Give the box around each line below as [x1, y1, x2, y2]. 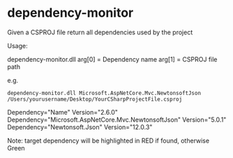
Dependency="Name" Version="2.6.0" [7, 108, 119, 116]
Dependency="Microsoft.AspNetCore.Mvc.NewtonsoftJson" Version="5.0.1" [7, 115, 227, 124]
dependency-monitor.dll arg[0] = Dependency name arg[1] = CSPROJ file [7, 55, 218, 64]
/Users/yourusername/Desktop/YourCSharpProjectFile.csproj [7, 96, 183, 103]
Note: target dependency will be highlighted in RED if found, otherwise [7, 136, 210, 145]
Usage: [7, 41, 28, 50]
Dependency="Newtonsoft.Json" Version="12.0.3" [7, 122, 153, 131]
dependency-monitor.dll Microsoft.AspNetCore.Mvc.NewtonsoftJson [7, 89, 201, 96]
